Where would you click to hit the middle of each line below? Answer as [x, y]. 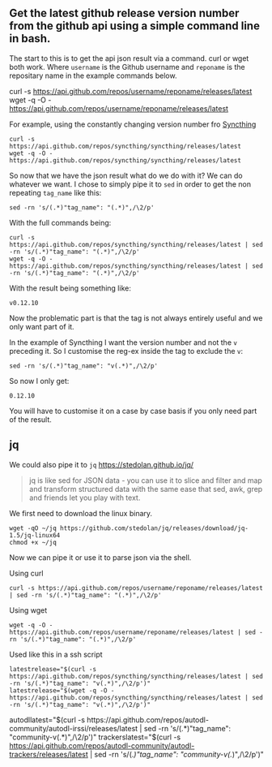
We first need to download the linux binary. [81, 513]
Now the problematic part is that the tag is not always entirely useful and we [136, 318]
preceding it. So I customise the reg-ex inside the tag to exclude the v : [126, 351]
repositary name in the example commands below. [93, 75]
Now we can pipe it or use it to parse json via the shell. [100, 557]
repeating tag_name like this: [55, 192]
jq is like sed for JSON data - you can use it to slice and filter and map [145, 480]
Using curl [26, 573]
